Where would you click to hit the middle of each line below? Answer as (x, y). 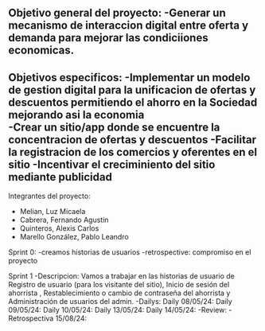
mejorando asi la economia (76, 115)
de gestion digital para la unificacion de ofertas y (132, 90)
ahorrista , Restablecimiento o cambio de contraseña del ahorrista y (119, 293)
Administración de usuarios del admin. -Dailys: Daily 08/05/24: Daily (120, 302)
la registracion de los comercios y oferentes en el (132, 152)
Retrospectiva (31, 318)
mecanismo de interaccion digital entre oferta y (129, 26)
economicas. (41, 51)
